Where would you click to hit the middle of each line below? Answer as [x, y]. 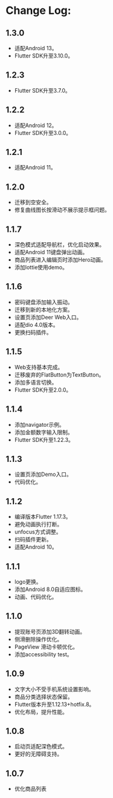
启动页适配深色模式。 [41, 747]
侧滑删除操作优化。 [38, 639]
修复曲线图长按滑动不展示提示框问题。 [62, 210]
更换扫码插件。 [33, 332]
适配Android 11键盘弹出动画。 [51, 252]
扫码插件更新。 [33, 539]
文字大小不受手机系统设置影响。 [54, 689]
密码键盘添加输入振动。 [44, 302]
